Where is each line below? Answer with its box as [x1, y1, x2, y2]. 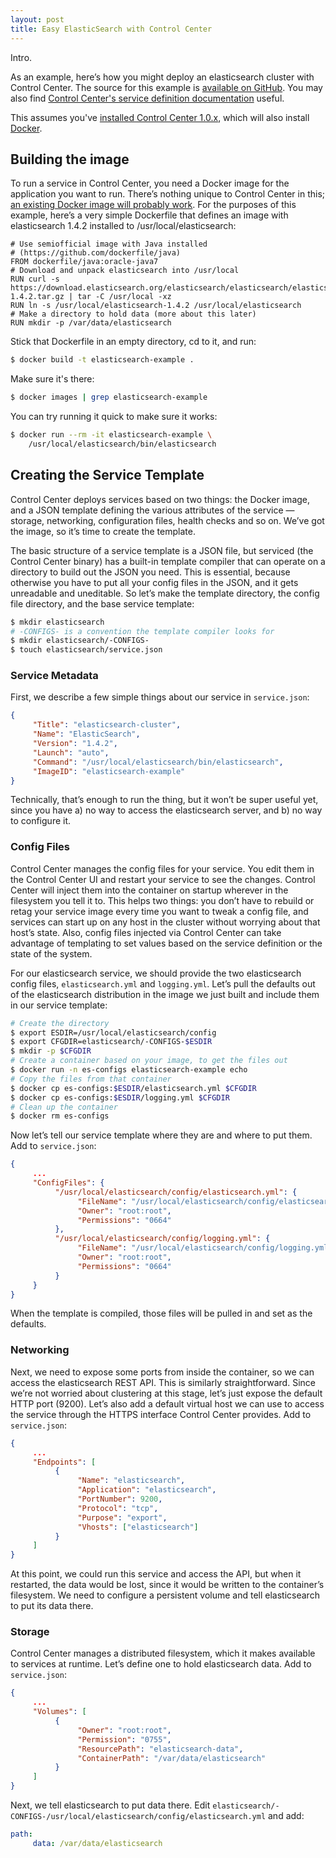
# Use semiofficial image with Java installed [10, 239, 208, 250]
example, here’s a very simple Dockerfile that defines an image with [10, 209, 289, 221]
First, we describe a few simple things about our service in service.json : [10, 691, 310, 703]
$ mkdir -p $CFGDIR [10, 1046, 92, 1056]
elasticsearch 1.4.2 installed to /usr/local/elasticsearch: [10, 220, 237, 232]
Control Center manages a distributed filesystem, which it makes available [10, 1647, 316, 1660]
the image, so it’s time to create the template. [10, 525, 196, 537]
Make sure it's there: [10, 373, 95, 385]
